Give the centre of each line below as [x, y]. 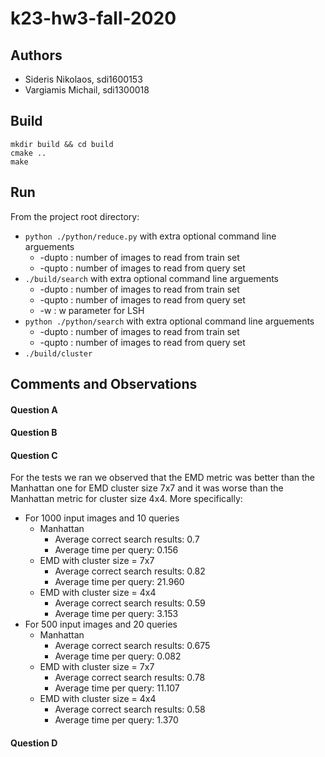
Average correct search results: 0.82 [130, 571]
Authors [36, 55]
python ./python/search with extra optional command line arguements [169, 321]
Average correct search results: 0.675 [132, 646]
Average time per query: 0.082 [118, 656]
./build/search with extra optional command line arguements [151, 278]
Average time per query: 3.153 [116, 614]
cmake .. [28, 153]
